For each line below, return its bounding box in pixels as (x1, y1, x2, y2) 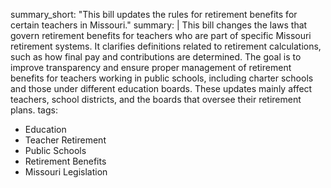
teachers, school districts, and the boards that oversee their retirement (10, 94, 302, 105)
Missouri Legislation (24, 166, 108, 178)
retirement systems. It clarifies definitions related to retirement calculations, (10, 40, 322, 52)
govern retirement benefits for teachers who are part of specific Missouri (10, 30, 312, 41)
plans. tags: (10, 104, 58, 116)
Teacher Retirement (24, 134, 107, 146)
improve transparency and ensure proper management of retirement (10, 62, 292, 73)
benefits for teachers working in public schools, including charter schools (10, 72, 314, 84)
